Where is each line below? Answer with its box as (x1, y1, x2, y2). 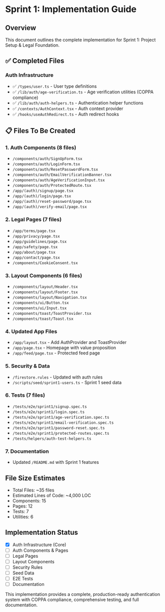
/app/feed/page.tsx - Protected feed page (12, 350, 100, 356)
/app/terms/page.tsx (12, 228, 56, 233)
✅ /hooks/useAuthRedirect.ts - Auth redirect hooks (12, 111, 119, 117)
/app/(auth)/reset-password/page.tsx (12, 199, 92, 204)
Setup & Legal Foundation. (5, 42, 60, 48)
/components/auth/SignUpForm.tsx (12, 157, 83, 162)
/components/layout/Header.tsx (12, 284, 78, 289)
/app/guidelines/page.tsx (12, 239, 67, 244)
